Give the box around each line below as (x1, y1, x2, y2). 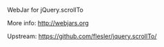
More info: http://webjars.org (7, 19, 90, 27)
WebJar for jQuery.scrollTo (7, 6, 84, 14)
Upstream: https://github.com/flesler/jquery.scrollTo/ (7, 32, 157, 40)
